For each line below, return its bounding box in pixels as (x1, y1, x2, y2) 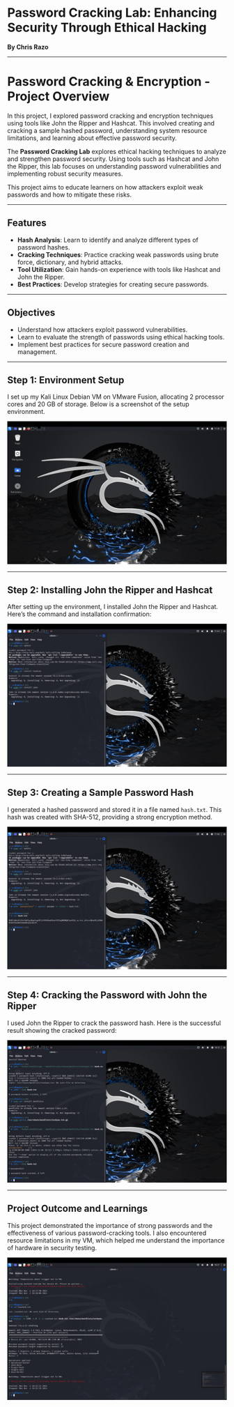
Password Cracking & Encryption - (7, 74, 210, 90)
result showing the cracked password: (7, 1026, 117, 1034)
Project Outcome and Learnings (7, 1203, 148, 1215)
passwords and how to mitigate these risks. (7, 190, 132, 199)
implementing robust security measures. (7, 169, 123, 178)
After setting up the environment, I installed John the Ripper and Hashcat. (7, 603, 218, 611)
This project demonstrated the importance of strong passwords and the (7, 1221, 213, 1229)
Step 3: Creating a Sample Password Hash (7, 787, 194, 799)
